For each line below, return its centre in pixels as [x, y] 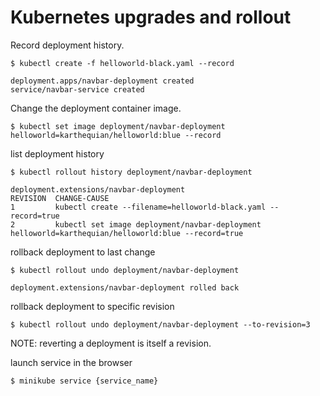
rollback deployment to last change [83, 252]
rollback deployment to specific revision [92, 306]
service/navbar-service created [77, 89]
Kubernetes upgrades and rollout [151, 17]
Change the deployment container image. [96, 108]
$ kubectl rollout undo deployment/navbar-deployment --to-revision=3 [160, 324]
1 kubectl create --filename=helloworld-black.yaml [138, 207]
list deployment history [57, 153]
